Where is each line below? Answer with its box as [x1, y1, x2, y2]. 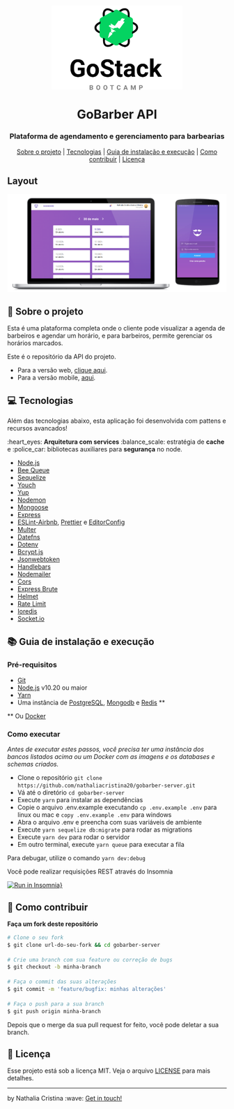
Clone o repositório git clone [17, 774, 102, 782]
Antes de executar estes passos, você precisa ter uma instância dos [7, 745, 204, 753]
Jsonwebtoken [17, 555, 61, 564]
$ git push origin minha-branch [7, 1008, 101, 1015]
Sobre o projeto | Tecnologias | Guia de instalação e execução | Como [16, 147, 218, 156]
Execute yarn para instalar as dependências [17, 796, 143, 804]
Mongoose [17, 503, 49, 512]
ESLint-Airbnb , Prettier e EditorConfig [17, 518, 125, 526]
